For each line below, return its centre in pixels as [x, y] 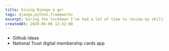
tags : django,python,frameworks [39, 14]
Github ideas [26, 38]
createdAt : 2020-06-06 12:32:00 [39, 24]
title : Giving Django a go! [35, 10]
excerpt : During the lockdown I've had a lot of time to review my [77, 19]
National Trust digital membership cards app [58, 43]
